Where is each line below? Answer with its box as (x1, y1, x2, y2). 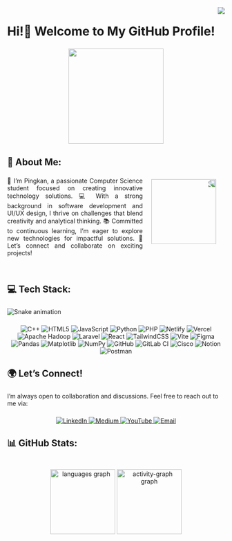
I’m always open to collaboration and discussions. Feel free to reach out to (7, 392, 219, 400)
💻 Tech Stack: (7, 283, 71, 295)
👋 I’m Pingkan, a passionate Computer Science (7, 176, 143, 185)
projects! (7, 249, 32, 257)
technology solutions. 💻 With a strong (7, 192, 143, 200)
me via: (7, 399, 28, 407)
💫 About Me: (7, 156, 62, 168)
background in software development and (7, 202, 143, 210)
